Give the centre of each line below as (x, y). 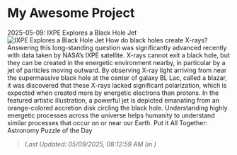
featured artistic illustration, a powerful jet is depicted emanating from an (114, 100)
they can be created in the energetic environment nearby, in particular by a (116, 62)
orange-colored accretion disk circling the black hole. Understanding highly (117, 108)
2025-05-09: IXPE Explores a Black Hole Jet (72, 33)
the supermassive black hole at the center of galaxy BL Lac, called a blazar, (117, 77)
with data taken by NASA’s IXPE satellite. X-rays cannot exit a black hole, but (118, 55)
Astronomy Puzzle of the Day (50, 130)
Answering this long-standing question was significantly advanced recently (117, 47)
